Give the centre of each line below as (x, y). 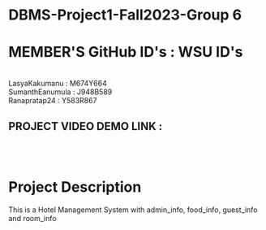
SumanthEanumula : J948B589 (60, 92)
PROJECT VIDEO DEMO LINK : (86, 126)
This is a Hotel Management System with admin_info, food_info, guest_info (133, 210)
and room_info (32, 218)
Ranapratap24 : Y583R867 (53, 101)
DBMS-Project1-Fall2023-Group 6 (125, 15)
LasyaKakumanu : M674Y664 (58, 84)
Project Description (75, 187)
